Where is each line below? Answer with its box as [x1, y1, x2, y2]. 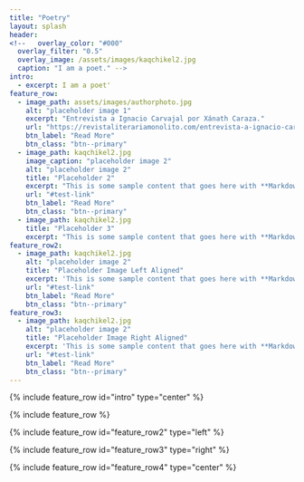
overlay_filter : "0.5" [17, 47, 103, 56]
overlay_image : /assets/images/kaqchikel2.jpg [17, 55, 196, 64]
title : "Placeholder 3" [25, 224, 116, 233]
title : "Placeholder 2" [25, 173, 116, 182]
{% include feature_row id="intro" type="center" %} [9, 391, 204, 403]
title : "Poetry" [9, 13, 71, 23]
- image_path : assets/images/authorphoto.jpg [17, 97, 193, 107]
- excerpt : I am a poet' [17, 81, 111, 90]
